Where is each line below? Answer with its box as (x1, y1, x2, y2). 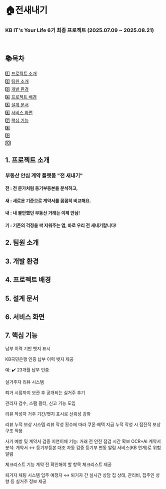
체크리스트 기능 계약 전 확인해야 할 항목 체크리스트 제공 (5, 461, 112, 467)
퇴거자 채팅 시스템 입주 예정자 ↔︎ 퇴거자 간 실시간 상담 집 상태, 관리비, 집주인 (5, 472, 155, 478)
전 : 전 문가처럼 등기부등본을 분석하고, (5, 185, 78, 191)
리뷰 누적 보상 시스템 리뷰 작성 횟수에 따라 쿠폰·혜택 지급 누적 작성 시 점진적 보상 (5, 421, 161, 427)
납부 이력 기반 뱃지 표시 (5, 345, 51, 351)
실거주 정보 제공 (15, 478, 46, 484)
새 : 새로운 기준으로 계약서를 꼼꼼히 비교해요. (5, 197, 91, 203)
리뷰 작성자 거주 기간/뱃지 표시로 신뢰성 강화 (5, 410, 91, 416)
